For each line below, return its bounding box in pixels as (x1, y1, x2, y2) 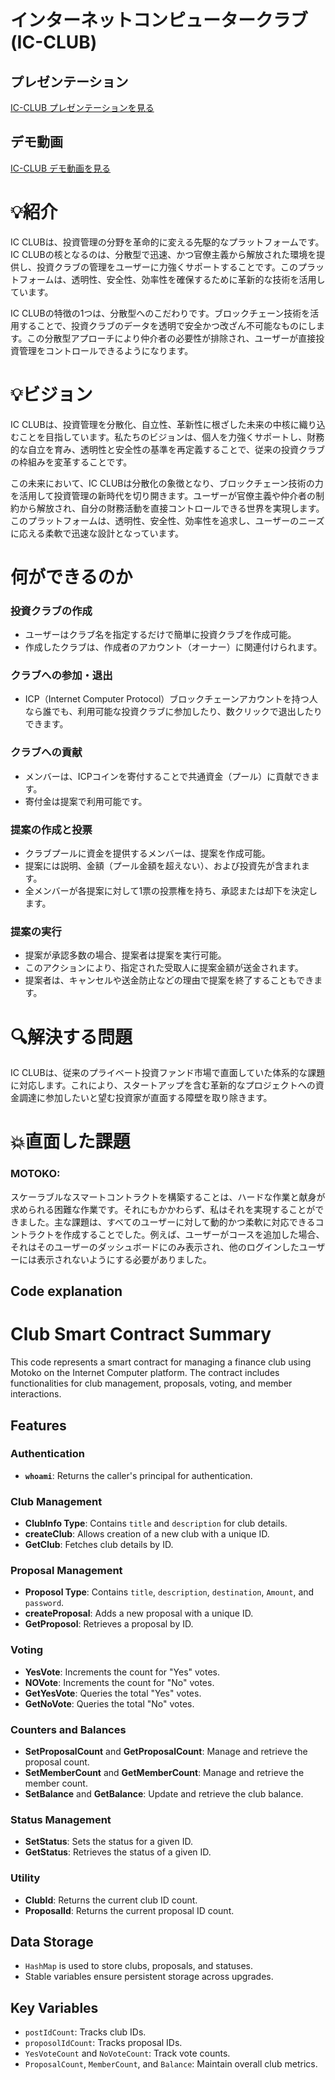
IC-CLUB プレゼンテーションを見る (10, 102, 155, 113)
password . (24, 1597, 65, 1609)
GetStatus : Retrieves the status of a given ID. (24, 1846, 212, 1858)
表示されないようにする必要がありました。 (36, 1253, 212, 1265)
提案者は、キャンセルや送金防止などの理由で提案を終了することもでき (24, 974, 315, 986)
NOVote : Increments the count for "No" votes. (24, 1676, 215, 1688)
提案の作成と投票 (10, 822, 93, 836)
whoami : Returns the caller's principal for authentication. (24, 1469, 253, 1481)
